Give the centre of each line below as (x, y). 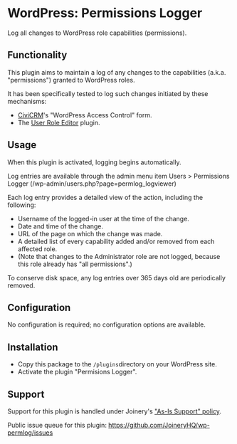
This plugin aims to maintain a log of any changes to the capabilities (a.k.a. (117, 72)
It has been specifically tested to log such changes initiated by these (108, 93)
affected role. (37, 249)
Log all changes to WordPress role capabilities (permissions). (97, 33)
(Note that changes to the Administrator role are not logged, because (119, 256)
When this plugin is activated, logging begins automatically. (94, 162)
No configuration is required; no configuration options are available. (107, 324)
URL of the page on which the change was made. (90, 233)
